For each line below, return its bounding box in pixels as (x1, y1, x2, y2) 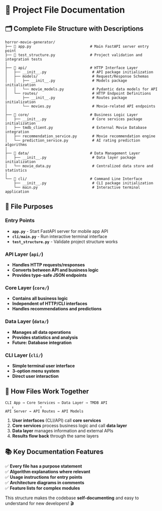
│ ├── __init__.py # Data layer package (5, 155, 136, 160)
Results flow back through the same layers (12, 433, 99, 439)
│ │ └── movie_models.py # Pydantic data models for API (5, 87, 158, 92)
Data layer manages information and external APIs (12, 428, 113, 433)
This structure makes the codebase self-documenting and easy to (5, 495, 139, 501)
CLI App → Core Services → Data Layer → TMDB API (5, 400, 108, 405)
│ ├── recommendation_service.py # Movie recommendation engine (5, 134, 156, 139)
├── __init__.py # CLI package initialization (14, 181, 153, 185)
